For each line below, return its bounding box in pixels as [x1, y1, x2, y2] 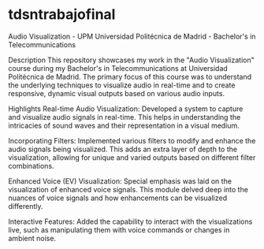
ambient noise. [8, 233, 57, 243]
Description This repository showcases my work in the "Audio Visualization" [8, 55, 255, 65]
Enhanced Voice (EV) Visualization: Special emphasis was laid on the [8, 176, 232, 186]
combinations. [8, 161, 54, 170]
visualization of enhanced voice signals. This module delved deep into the [8, 184, 248, 194]
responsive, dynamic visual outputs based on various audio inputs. [8, 88, 225, 98]
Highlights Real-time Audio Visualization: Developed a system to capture [8, 104, 244, 113]
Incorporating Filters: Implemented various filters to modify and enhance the [8, 136, 256, 145]
